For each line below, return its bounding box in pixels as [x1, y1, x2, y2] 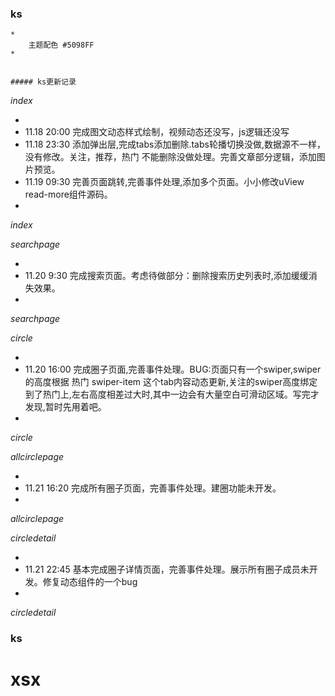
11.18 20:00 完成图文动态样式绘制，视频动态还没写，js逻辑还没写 [24, 126, 290, 138]
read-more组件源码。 [24, 188, 113, 201]
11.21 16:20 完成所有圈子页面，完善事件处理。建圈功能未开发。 [24, 482, 282, 494]
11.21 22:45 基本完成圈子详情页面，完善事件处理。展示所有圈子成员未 [24, 563, 310, 576]
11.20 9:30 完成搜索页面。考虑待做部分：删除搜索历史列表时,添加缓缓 [24, 270, 309, 282]
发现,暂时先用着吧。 [24, 401, 107, 413]
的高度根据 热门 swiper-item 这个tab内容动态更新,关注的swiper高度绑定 [24, 376, 318, 388]
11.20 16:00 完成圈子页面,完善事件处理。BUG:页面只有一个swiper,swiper [24, 363, 322, 376]
